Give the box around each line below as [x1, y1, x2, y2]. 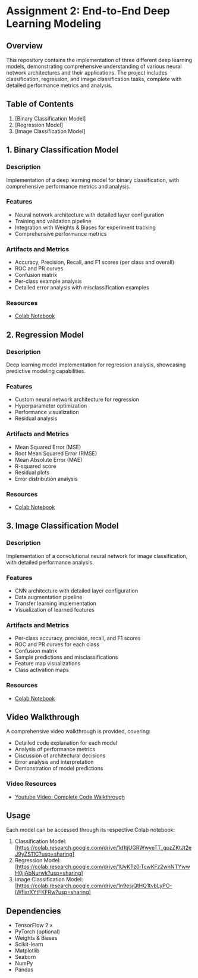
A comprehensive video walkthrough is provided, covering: [6, 728, 150, 735]
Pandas [14, 966, 34, 973]
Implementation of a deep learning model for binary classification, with [6, 176, 180, 183]
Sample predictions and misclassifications [14, 653, 118, 661]
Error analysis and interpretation [14, 758, 94, 766]
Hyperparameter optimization [14, 402, 87, 409]
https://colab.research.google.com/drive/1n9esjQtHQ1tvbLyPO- [17, 882, 172, 890]
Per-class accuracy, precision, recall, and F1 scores [14, 634, 141, 642]
